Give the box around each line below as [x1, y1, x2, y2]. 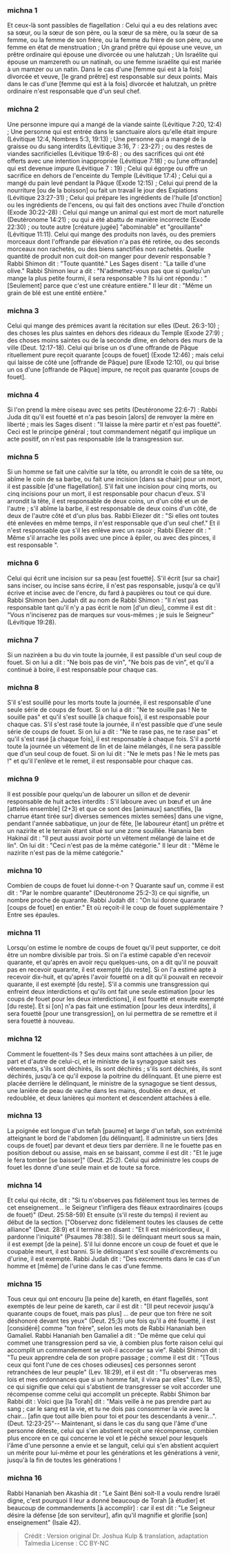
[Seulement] [7, 281, 43, 290]
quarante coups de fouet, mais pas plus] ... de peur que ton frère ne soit [7, 1310, 212, 1318]
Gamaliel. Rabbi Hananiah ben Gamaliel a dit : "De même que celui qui [7, 1332, 205, 1340]
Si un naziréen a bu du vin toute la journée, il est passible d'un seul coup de [7, 651, 222, 659]
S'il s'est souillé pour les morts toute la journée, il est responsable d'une [7, 699, 212, 707]
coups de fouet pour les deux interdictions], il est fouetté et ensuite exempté [7, 995, 224, 1003]
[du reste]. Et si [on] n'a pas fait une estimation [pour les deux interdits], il [7, 1002, 216, 1010]
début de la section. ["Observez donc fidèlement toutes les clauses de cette [7, 1218, 223, 1226]
